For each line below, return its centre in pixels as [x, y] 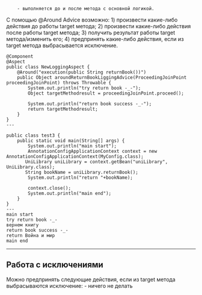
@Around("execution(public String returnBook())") [82, 72]
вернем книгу [23, 225]
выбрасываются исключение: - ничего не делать [70, 285]
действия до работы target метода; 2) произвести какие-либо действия [99, 26]
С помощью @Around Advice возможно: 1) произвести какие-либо [92, 20]
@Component [20, 57]
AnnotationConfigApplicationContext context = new [93, 151]
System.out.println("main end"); [70, 193]
